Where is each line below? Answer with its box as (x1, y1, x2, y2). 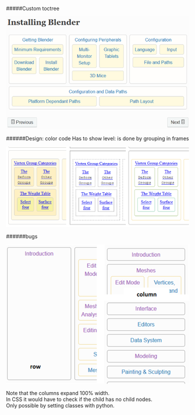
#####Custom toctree (6, 5, 60, 12)
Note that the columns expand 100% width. (6, 389, 110, 396)
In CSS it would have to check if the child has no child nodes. (6, 396, 153, 403)
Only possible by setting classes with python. (6, 402, 115, 409)
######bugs (6, 233, 38, 240)
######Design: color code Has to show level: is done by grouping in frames (6, 135, 189, 142)
